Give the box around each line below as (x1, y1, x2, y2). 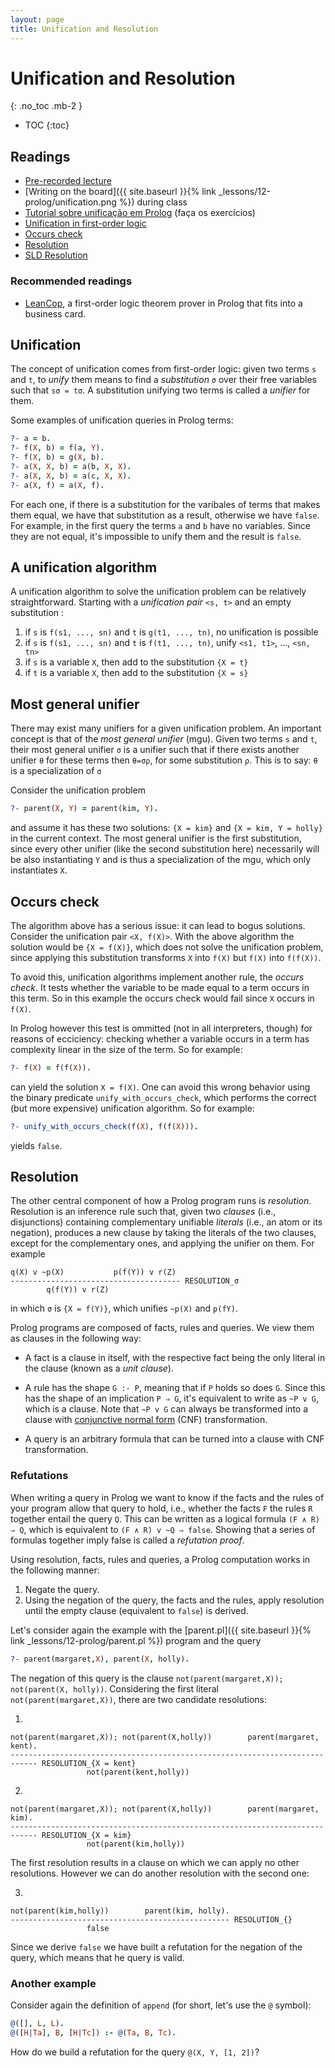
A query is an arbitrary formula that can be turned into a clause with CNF (24, 1433, 325, 1445)
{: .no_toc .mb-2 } (10, 100, 83, 112)
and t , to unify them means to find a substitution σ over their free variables (10, 374, 317, 386)
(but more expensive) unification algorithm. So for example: (10, 1102, 255, 1114)
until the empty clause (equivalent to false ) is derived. (24, 1604, 249, 1616)
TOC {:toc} (24, 119, 70, 131)
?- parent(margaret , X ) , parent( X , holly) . (10, 1654, 190, 1664)
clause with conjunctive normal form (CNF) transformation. (24, 1414, 268, 1426)
